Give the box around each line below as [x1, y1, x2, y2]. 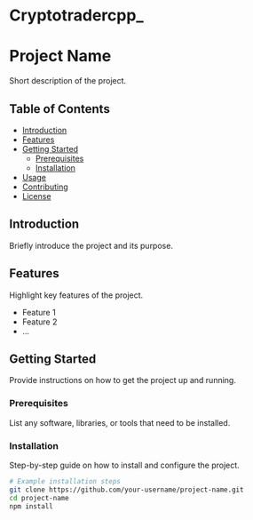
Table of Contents [9, 101, 111, 116]
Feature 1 [21, 307, 56, 317]
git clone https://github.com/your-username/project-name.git [9, 485, 244, 494]
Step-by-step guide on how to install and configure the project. [9, 460, 240, 470]
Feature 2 [21, 316, 58, 327]
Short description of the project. [9, 76, 127, 86]
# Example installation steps [9, 476, 122, 485]
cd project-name [9, 493, 69, 502]
